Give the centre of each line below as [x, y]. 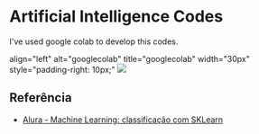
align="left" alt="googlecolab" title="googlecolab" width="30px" [130, 58]
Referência [41, 98]
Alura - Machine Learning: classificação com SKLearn [123, 120]
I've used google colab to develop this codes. [94, 41]
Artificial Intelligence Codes [116, 17]
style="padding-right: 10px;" [62, 69]
